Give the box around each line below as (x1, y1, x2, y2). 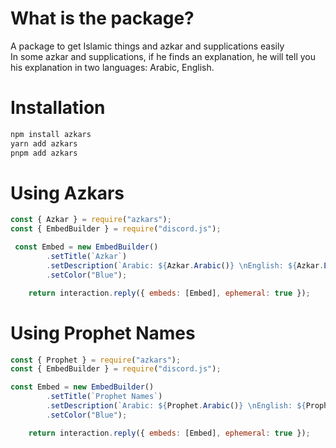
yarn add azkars (10, 138, 78, 149)
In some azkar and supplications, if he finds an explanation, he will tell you (10, 50, 316, 62)
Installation (10, 97, 106, 119)
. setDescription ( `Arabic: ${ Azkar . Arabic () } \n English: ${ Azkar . (46, 260, 325, 271)
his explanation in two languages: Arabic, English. (10, 61, 215, 73)
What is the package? (10, 7, 195, 30)
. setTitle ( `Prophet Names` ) (46, 392, 163, 402)
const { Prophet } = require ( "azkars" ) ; (10, 355, 182, 365)
